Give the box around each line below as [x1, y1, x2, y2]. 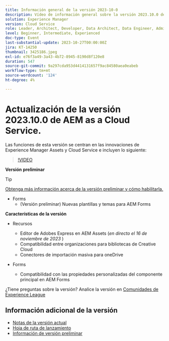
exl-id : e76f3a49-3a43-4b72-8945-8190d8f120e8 [5, 54, 105, 59]
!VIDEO [17, 156, 33, 162]
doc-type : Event [5, 36, 39, 41]
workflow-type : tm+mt [5, 68, 51, 73]
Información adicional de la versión [5, 306, 118, 315]
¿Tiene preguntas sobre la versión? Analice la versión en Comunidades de [5, 286, 158, 292]
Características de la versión [5, 211, 67, 217]
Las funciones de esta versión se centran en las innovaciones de [5, 141, 140, 147]
